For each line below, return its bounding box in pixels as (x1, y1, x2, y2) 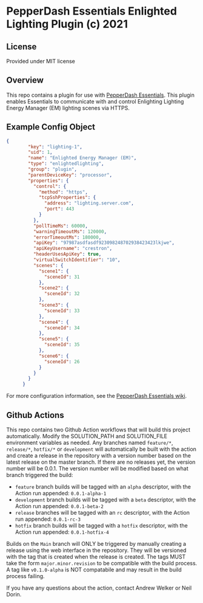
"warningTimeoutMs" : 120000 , (33, 228, 107, 235)
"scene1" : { (38, 268, 69, 274)
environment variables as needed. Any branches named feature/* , (6, 439, 174, 446)
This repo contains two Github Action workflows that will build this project (6, 426, 191, 433)
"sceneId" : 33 (44, 307, 80, 314)
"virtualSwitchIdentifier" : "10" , (33, 257, 121, 263)
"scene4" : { (38, 319, 69, 325)
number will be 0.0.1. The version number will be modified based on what (6, 464, 189, 472)
